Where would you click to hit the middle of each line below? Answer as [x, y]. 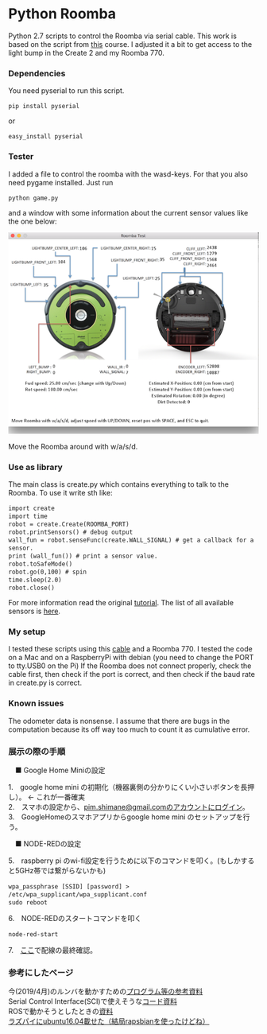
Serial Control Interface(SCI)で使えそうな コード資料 [93, 1001]
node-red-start [33, 935]
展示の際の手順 [37, 751]
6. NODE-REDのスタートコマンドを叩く [75, 919]
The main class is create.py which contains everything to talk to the [118, 484]
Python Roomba [62, 14]
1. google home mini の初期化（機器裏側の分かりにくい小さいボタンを [124, 787]
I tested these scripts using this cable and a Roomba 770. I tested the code [130, 649]
